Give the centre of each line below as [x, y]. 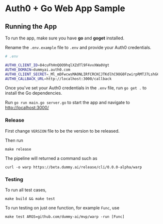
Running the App [31, 26]
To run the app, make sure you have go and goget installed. [65, 38]
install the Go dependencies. [33, 93]
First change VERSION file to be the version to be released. [62, 131]
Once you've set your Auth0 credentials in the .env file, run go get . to [76, 88]
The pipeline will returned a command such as [51, 158]
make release [18, 149]
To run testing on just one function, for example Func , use [62, 207]
